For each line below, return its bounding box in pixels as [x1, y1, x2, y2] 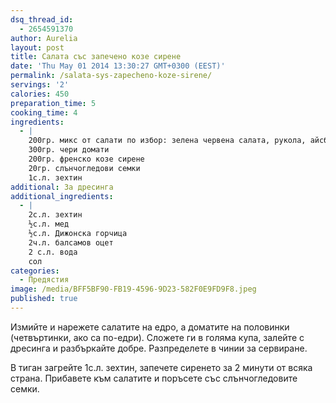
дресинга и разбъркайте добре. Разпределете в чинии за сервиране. [10, 342, 308, 354]
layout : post [10, 42, 65, 53]
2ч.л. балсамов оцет [28, 237, 114, 248]
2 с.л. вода [28, 247, 78, 257]
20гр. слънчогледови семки [28, 163, 141, 173]
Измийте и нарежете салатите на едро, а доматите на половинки [10, 321, 290, 333]
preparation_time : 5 [10, 98, 97, 108]
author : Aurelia [10, 33, 78, 43]
